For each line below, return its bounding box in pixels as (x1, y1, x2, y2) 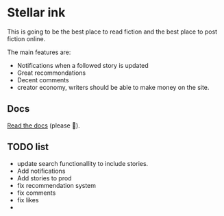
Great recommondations (16, 69, 86, 77)
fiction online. (7, 34, 46, 43)
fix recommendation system (16, 181, 97, 189)
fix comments (16, 189, 56, 197)
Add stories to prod (16, 173, 72, 182)
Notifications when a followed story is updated (16, 61, 149, 69)
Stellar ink (7, 5, 66, 21)
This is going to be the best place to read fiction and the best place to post (7, 27, 218, 36)
